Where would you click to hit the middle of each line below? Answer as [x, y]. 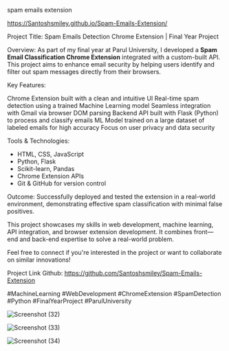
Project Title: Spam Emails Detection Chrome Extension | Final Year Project [113, 36]
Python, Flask [36, 161]
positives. [21, 211]
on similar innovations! [39, 260]
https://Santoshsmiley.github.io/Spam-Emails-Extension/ [87, 23]
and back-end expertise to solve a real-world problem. [97, 239]
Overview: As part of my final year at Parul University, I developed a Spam [112, 50]
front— [204, 232]
